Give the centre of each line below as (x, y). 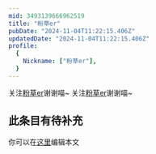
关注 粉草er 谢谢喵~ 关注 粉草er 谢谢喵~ (71, 92)
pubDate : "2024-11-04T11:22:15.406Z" (72, 31)
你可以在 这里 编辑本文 (44, 142)
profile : (23, 46)
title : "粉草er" (34, 24)
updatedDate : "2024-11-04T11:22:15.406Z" (79, 38)
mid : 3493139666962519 (46, 16)
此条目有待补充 (46, 121)
